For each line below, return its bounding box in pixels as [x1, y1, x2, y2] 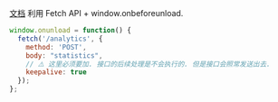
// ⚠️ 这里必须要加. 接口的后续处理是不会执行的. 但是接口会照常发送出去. [25, 60, 271, 69]
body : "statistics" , [25, 51, 103, 60]
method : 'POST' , [25, 42, 88, 51]
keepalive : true [25, 68, 88, 77]
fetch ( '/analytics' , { [17, 34, 103, 43]
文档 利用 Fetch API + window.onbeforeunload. [9, 8, 184, 18]
